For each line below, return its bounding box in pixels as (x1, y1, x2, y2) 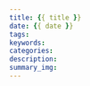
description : (9, 55, 58, 64)
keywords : (9, 38, 46, 47)
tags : (9, 30, 29, 39)
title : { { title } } (9, 13, 82, 22)
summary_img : (9, 64, 58, 73)
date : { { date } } (9, 21, 74, 30)
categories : (9, 47, 53, 56)
